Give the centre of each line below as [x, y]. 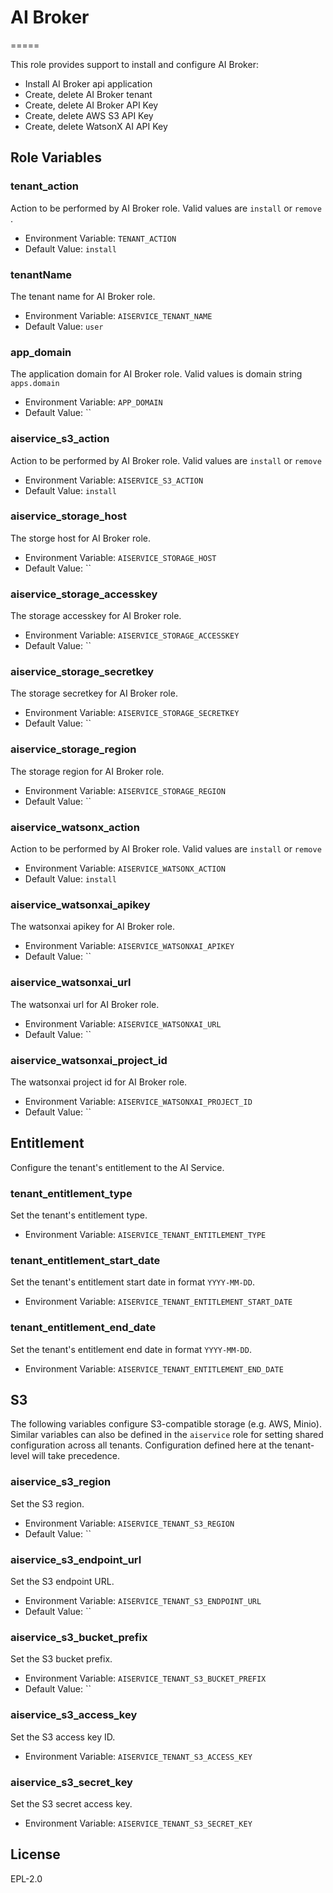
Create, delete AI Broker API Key [91, 105]
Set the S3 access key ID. [63, 1737]
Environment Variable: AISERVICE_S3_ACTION [114, 480]
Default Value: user [64, 326]
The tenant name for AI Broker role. [83, 296]
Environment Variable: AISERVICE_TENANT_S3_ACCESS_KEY [138, 1756]
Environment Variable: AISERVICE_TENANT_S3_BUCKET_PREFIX [145, 1678]
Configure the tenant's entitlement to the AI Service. [117, 1167]
